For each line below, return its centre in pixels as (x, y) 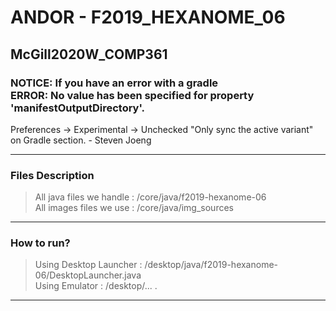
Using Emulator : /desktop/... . (96, 286)
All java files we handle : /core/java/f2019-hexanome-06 (150, 197)
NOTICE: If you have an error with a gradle (114, 83)
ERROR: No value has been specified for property (132, 95)
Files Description (52, 175)
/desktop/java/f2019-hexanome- (211, 265)
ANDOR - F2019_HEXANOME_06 (148, 17)
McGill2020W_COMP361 (89, 54)
